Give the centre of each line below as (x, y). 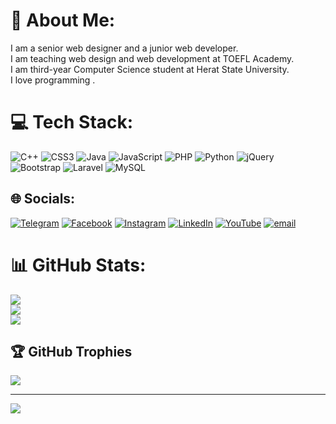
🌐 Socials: (43, 199)
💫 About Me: (63, 20)
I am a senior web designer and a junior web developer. (124, 48)
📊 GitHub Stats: (78, 265)
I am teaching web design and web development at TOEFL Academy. (152, 58)
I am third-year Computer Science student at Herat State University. (150, 69)
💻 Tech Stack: (72, 122)
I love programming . (53, 80)
